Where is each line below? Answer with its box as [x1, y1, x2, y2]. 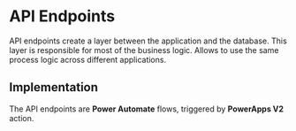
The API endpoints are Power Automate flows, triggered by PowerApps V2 [9, 104, 285, 114]
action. [9, 112, 34, 123]
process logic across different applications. [9, 54, 166, 65]
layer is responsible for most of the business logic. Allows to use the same [9, 44, 279, 55]
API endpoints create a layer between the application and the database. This [9, 35, 287, 46]
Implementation [9, 80, 99, 95]
